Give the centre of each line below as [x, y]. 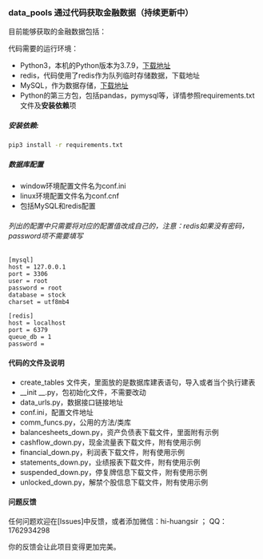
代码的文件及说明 [36, 362]
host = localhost [37, 323]
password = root [35, 288]
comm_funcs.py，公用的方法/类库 [76, 422]
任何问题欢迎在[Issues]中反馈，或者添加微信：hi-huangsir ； [108, 521]
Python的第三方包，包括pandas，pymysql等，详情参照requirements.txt [137, 96]
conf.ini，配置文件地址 [56, 412]
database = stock [37, 295]
